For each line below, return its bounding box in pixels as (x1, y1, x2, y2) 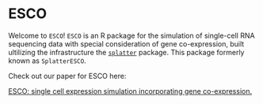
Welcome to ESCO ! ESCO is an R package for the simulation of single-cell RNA (8, 31, 255, 40)
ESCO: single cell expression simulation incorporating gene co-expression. (8, 86, 252, 95)
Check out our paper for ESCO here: (8, 71, 127, 80)
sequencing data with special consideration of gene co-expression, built (8, 39, 245, 48)
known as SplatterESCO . (8, 56, 86, 65)
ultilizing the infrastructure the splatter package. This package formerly (8, 47, 245, 57)
